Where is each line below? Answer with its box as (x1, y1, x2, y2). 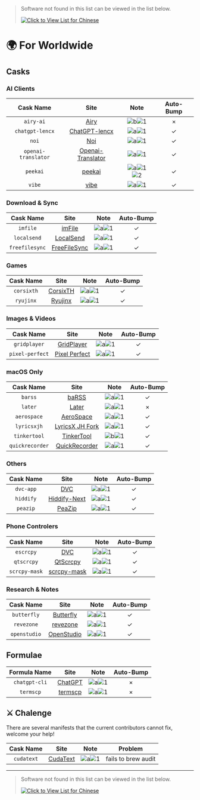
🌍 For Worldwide (6, 39, 93, 53)
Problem (118, 744, 143, 753)
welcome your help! (6, 730, 55, 737)
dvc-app (14, 486, 37, 493)
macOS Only (6, 367, 43, 376)
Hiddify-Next (48, 495, 86, 503)
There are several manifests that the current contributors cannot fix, (6, 724, 173, 731)
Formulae (6, 650, 42, 660)
